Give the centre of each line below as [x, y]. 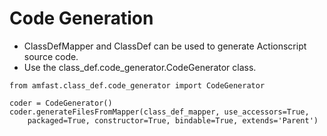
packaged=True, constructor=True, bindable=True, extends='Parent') [173, 120]
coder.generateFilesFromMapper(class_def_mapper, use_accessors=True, [159, 112]
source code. [51, 56]
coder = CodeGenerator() [61, 103]
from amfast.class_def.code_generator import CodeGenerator [137, 85]
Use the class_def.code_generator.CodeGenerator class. [140, 67]
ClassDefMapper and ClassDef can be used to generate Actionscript [165, 46]
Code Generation [81, 18]
